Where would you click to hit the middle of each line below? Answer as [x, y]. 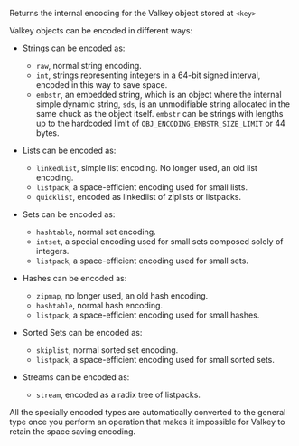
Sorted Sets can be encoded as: [82, 332]
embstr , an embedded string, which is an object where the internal [159, 95]
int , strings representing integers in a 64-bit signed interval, [148, 75]
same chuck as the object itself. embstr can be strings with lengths [159, 114]
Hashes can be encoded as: [75, 278]
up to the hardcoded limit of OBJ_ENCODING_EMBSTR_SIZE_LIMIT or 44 [161, 123]
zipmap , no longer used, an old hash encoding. [122, 296]
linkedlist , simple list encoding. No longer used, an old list [146, 168]
